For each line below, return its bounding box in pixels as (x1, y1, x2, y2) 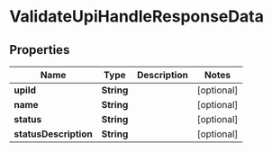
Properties (9, 42, 70, 58)
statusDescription (14, 128, 93, 140)
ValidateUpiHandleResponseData (9, 6, 264, 27)
